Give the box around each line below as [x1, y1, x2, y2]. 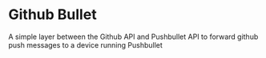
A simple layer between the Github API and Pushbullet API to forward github [8, 32, 259, 41]
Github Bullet [8, 6, 98, 24]
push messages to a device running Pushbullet [8, 40, 163, 49]
